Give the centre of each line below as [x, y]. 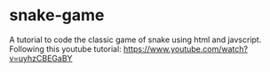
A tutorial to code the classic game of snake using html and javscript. [135, 40]
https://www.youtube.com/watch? [186, 48]
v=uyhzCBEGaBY [41, 58]
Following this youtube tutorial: [65, 48]
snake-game [57, 15]
